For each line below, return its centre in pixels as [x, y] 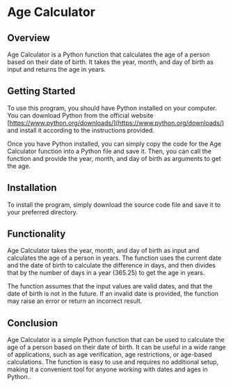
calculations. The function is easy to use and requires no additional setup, [113, 362]
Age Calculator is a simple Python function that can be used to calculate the [116, 340]
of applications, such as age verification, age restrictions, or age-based [110, 355]
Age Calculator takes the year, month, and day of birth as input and [103, 251]
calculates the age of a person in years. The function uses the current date [114, 258]
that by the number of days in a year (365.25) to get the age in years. [106, 273]
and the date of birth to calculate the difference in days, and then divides [111, 265]
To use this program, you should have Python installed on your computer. [112, 108]
